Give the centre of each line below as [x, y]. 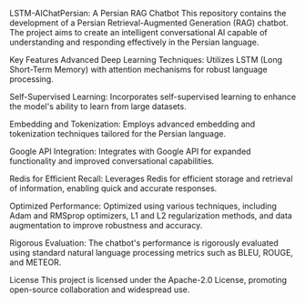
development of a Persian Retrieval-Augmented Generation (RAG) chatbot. [149, 23]
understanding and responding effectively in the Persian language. [134, 42]
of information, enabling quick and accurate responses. [113, 188]
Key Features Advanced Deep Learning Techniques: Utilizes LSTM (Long [146, 60]
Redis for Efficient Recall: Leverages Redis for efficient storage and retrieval [151, 178]
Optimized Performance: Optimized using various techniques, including [143, 206]
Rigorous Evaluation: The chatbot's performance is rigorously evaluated [144, 243]
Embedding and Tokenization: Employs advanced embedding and [132, 124]
